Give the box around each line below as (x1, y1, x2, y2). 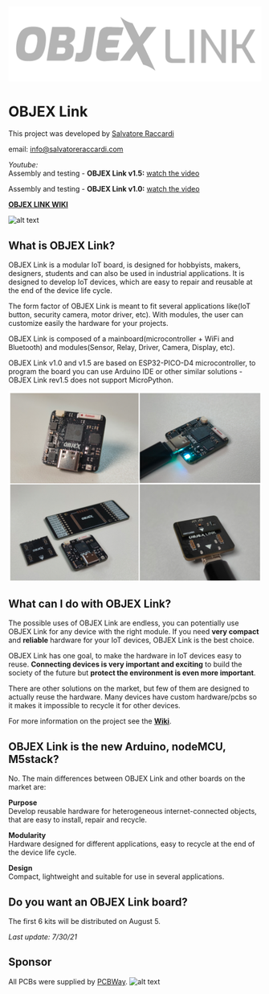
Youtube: (8, 160, 39, 170)
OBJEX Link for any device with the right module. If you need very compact (8, 627, 259, 637)
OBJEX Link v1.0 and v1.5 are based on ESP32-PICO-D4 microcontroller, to (8, 358, 256, 368)
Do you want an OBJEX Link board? (8, 895, 189, 909)
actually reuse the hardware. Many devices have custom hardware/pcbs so (8, 692, 257, 702)
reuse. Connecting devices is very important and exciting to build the (8, 659, 243, 670)
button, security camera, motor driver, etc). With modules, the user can (8, 310, 243, 320)
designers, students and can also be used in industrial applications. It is (8, 269, 245, 278)
